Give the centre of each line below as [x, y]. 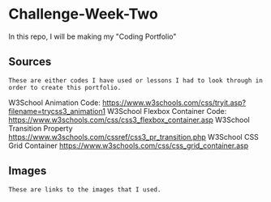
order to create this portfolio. [65, 87]
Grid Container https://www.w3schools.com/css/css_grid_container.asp [129, 145]
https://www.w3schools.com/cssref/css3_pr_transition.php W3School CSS [134, 137]
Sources [30, 62]
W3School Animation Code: [55, 103]
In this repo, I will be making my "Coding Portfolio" [92, 36]
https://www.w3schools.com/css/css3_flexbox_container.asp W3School [129, 120]
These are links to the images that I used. [85, 189]
